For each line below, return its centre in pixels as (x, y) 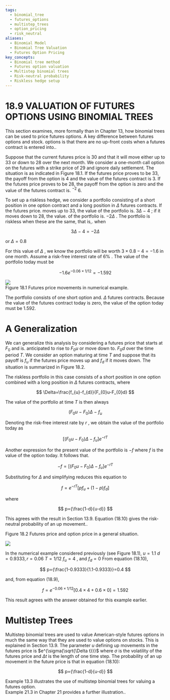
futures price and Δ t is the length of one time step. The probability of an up (83, 656)
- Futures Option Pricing (37, 52)
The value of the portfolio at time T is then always (57, 402)
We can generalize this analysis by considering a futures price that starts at (84, 343)
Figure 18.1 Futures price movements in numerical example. (67, 287)
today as (14, 428)
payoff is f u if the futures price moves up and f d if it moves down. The (78, 361)
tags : (11, 10)
